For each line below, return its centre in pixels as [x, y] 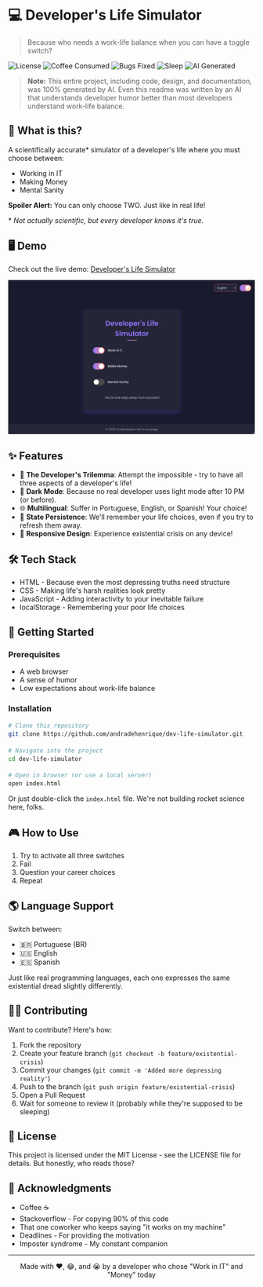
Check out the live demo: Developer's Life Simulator [92, 269]
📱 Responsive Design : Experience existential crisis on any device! [126, 534]
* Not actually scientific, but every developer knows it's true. [106, 220]
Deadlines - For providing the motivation [85, 1236]
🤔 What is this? [45, 131]
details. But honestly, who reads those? [72, 1164]
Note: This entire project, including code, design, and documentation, [139, 81]
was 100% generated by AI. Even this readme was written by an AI [134, 89]
